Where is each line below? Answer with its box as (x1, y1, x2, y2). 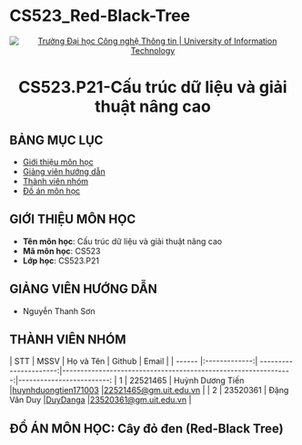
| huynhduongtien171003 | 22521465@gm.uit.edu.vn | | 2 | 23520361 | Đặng (9, 385, 289, 396)
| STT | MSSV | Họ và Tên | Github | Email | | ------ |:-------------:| (9, 356, 258, 367)
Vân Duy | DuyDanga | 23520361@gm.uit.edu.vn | (9, 394, 192, 405)
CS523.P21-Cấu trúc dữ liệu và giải (17, 77, 288, 98)
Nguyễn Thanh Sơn (22, 305, 96, 316)
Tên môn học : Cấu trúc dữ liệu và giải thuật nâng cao (22, 235, 223, 246)
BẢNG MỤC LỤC (9, 133, 104, 148)
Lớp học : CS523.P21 (22, 255, 100, 266)
